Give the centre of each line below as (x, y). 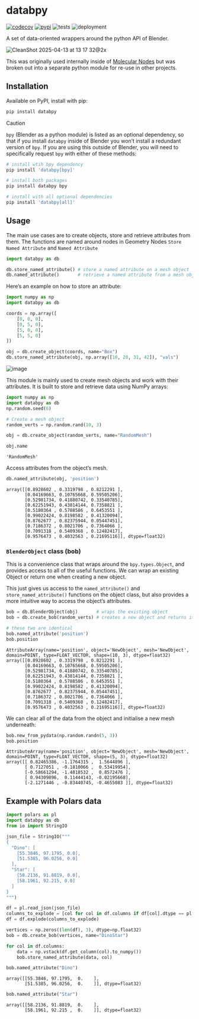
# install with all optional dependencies (59, 197)
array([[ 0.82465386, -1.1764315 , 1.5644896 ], (69, 762)
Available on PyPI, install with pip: (47, 100)
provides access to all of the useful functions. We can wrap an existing (92, 571)
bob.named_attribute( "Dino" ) (42, 968)
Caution (16, 123)
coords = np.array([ (32, 314)
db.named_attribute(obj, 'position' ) (53, 479)
